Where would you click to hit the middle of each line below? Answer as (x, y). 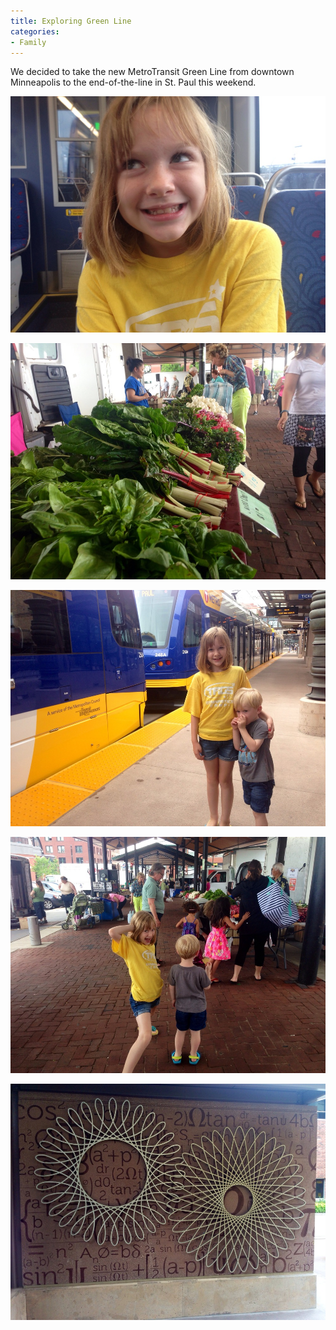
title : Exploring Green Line (71, 21)
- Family (28, 42)
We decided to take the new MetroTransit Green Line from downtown (152, 72)
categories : (35, 31)
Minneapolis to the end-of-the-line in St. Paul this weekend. (133, 82)
